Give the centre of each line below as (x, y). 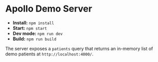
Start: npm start (30, 28)
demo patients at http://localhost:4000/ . (49, 54)
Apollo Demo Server (49, 9)
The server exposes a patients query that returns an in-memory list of (79, 48)
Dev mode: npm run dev (37, 33)
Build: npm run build (34, 39)
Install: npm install (33, 23)
